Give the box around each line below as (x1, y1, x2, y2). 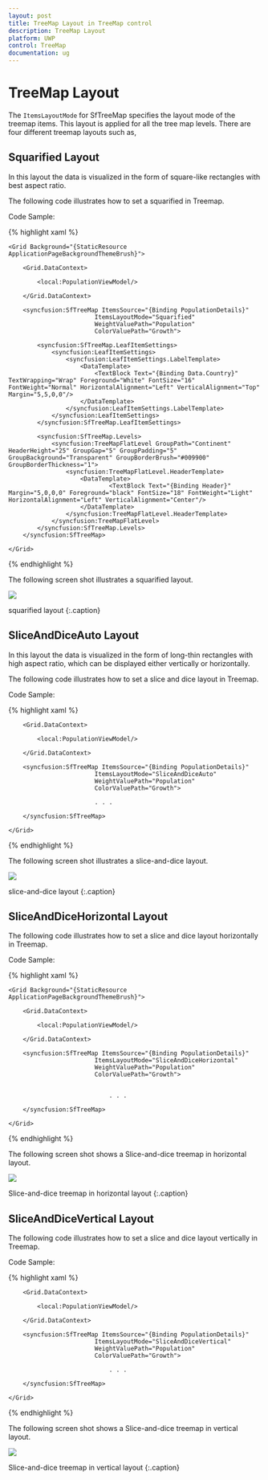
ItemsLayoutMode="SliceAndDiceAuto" (94, 770, 217, 778)
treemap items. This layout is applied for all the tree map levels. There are (8, 118, 251, 129)
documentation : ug (8, 49, 70, 57)
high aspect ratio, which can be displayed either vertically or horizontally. (8, 658, 250, 668)
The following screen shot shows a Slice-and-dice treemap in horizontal (8, 1150, 247, 1159)
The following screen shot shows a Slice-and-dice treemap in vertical (8, 1424, 238, 1433)
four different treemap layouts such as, (8, 127, 137, 137)
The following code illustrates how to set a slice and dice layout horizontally (8, 931, 258, 941)
